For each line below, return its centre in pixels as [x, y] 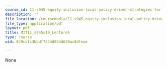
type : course [19, 37]
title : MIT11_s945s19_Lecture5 [38, 33]
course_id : [16, 10]
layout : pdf [17, 28]
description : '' [22, 14]
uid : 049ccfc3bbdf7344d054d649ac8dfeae [46, 42]
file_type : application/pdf [34, 23]
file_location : [21, 19]
